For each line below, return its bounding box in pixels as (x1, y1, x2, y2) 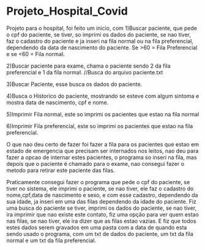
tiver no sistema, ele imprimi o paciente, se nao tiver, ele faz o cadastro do (6, 185, 194, 192)
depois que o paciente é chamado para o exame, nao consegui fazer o (6, 160, 185, 167)
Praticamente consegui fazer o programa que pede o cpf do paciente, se (6, 178, 190, 185)
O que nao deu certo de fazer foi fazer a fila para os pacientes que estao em (6, 140, 199, 148)
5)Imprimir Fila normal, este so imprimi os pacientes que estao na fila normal (6, 110, 199, 118)
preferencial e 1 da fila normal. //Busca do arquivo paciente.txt (6, 68, 163, 76)
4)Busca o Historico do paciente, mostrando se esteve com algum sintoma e (6, 92, 199, 99)
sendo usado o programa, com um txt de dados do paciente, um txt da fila (6, 230, 194, 237)
